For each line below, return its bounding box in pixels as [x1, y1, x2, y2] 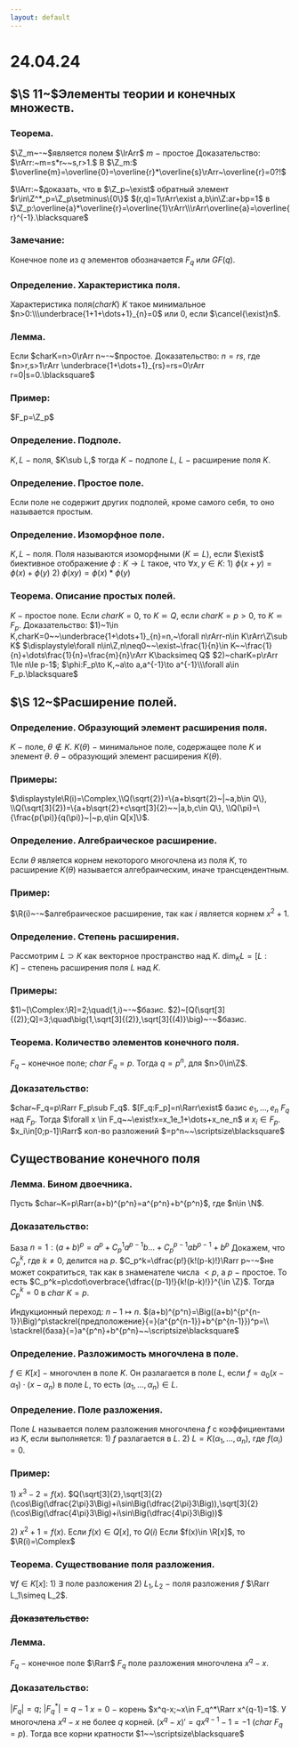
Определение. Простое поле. [10, 477, 145, 489]
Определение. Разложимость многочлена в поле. [10, 1348, 239, 1359]
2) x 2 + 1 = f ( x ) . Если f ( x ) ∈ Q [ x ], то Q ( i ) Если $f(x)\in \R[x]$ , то [10, 1525, 246, 1537]
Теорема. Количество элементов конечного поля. [10, 1036, 239, 1049]
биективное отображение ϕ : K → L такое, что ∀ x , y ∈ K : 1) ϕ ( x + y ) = [10, 558, 272, 569]
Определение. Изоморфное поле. [10, 528, 166, 541]
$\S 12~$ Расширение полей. [10, 695, 177, 710]
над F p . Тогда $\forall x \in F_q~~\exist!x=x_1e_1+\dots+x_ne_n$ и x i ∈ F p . [10, 1114, 281, 1126]
